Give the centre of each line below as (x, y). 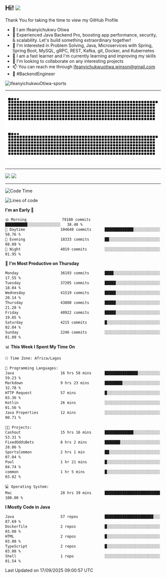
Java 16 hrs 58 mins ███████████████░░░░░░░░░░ (83, 373)
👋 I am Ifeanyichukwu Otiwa (41, 30)
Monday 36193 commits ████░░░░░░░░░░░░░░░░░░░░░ (83, 273)
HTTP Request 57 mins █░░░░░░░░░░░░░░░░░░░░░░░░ (83, 393)
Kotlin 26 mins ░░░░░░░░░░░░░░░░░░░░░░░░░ (83, 403)
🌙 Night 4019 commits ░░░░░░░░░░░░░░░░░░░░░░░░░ (83, 249)
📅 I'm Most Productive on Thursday (42, 263)
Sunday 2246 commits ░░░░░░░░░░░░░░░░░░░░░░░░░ (83, 332)
